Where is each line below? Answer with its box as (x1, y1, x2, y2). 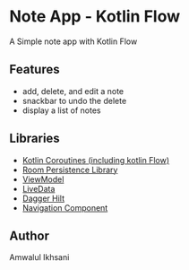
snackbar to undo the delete (21, 95, 127, 106)
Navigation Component (21, 202, 108, 213)
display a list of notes (21, 105, 101, 116)
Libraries (9, 131, 60, 146)
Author (9, 228, 49, 243)
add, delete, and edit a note (21, 85, 124, 96)
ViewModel (21, 173, 64, 185)
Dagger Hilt (21, 193, 65, 204)
